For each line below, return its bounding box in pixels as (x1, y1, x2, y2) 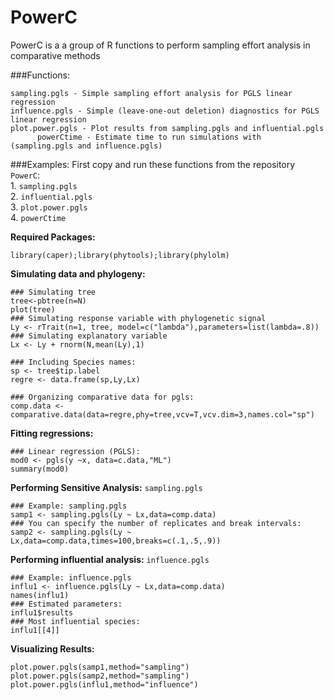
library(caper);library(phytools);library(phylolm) (10, 250, 230, 260)
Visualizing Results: (10, 642, 95, 655)
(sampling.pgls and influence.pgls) (10, 141, 163, 151)
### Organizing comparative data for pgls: (10, 392, 195, 402)
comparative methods (10, 49, 101, 61)
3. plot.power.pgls (10, 201, 88, 213)
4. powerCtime (10, 211, 67, 223)
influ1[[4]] (10, 625, 60, 635)
